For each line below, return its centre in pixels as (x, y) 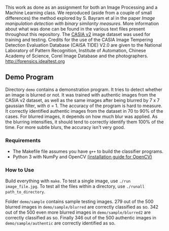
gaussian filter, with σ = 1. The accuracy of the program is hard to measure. (84, 106)
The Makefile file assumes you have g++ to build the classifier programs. (88, 151)
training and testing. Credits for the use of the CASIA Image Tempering (79, 40)
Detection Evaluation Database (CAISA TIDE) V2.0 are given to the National (84, 45)
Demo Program (30, 77)
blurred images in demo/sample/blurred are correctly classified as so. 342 (82, 207)
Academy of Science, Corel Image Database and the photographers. (77, 56)
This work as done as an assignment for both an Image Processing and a (81, 7)
